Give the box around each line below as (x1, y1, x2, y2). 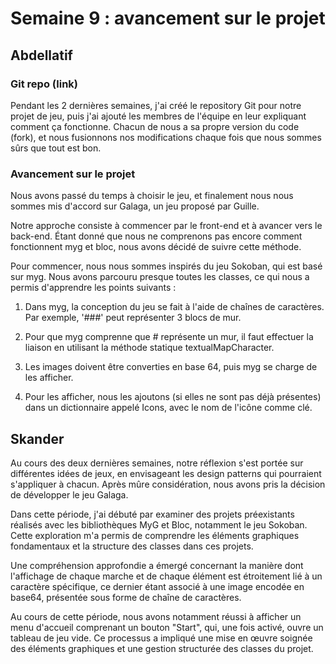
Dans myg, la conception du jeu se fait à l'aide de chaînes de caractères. (24, 301, 325, 313)
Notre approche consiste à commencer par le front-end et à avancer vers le (10, 220, 323, 232)
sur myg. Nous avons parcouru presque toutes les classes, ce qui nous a (10, 271, 310, 283)
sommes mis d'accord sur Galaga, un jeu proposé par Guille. (10, 200, 260, 212)
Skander (10, 430, 65, 447)
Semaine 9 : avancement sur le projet (10, 7, 326, 30)
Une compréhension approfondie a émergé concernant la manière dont (10, 559, 304, 571)
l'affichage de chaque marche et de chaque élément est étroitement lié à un (10, 570, 323, 582)
